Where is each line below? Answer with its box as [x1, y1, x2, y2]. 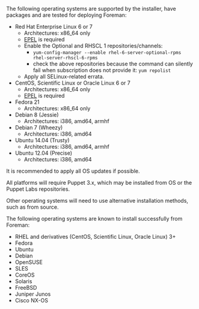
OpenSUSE [14, 259, 43, 266]
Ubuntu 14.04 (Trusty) [14, 137, 70, 143]
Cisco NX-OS [14, 297, 48, 304]
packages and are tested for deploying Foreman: [6, 11, 127, 19]
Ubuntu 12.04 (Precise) [14, 149, 72, 157]
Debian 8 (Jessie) [14, 111, 59, 118]
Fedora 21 [14, 98, 40, 106]
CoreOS [14, 271, 35, 278]
